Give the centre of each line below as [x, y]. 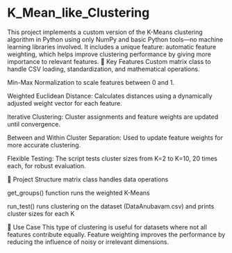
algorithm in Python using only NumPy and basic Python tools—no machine [115, 39]
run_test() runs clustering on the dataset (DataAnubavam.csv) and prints [111, 206]
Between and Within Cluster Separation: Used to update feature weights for [115, 138]
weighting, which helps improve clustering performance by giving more [109, 54]
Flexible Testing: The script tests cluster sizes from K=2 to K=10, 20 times [112, 158]
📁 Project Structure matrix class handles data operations [88, 179]
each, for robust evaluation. [47, 165]
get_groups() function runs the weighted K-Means [79, 193]
